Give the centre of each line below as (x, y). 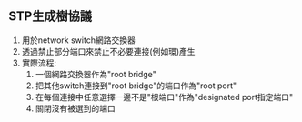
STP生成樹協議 (50, 16)
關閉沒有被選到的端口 (75, 108)
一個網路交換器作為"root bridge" (96, 74)
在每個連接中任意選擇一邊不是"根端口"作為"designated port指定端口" (164, 97)
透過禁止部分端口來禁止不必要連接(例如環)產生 (109, 51)
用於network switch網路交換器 (78, 40)
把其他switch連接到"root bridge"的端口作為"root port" (136, 86)
